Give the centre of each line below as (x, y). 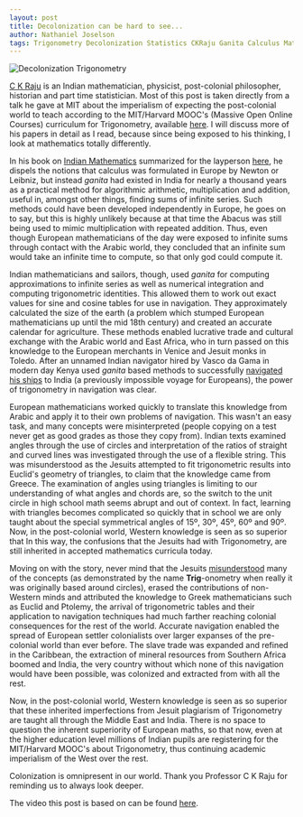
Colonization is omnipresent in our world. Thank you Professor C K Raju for (149, 776)
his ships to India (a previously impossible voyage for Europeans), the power (151, 380)
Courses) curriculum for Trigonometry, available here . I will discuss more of (150, 125)
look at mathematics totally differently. (80, 144)
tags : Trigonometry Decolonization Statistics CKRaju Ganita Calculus (145, 43)
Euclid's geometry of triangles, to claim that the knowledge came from (140, 474)
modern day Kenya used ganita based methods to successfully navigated (146, 370)
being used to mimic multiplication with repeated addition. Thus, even (138, 228)
